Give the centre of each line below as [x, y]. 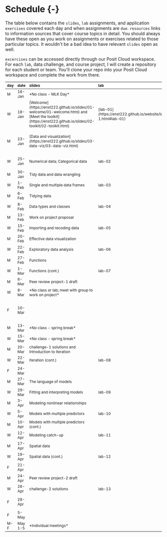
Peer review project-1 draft [53, 281]
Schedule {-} [32, 9]
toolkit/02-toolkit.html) [49, 126]
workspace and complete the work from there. [53, 75]
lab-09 [104, 392]
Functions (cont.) [44, 271]
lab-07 [104, 271]
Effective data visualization [53, 239]
